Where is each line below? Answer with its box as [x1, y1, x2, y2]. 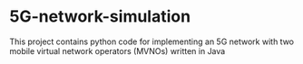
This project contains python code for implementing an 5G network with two [9, 36, 295, 47]
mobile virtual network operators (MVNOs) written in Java [9, 45, 226, 56]
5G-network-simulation [9, 6, 191, 27]
